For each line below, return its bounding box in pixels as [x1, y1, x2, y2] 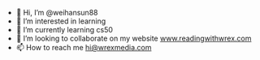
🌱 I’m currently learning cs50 [15, 25, 114, 34]
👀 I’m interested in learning [15, 16, 106, 26]
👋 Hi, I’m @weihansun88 [15, 8, 98, 17]
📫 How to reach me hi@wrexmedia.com [15, 43, 152, 52]
